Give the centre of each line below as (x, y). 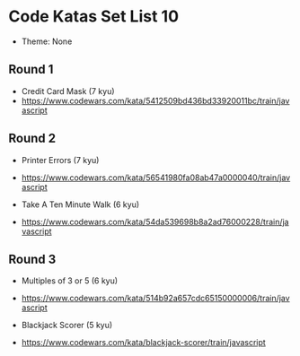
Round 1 (31, 69)
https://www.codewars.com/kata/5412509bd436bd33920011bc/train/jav (155, 100)
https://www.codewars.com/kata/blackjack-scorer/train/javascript (143, 343)
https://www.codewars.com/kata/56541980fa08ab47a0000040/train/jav (156, 178)
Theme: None (47, 41)
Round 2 (32, 139)
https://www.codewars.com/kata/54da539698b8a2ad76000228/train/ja (155, 221)
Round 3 (32, 259)
